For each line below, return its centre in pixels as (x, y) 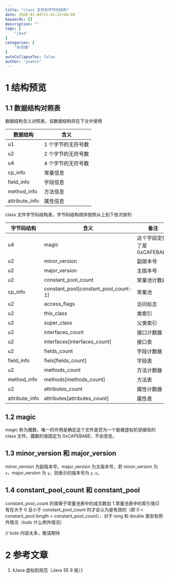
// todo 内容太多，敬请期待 (33, 533)
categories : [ (20, 43)
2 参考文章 (27, 555)
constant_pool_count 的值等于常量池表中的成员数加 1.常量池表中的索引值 (80, 503)
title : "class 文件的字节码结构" (37, 10)
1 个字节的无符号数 (67, 145)
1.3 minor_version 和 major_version (61, 453)
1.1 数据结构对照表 (33, 108)
